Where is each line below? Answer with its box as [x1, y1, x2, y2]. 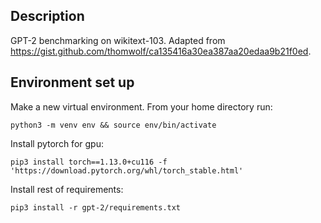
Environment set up [10, 74, 135, 91]
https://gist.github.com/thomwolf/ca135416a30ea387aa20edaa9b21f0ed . [10, 45, 312, 57]
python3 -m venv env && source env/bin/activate [10, 120, 217, 130]
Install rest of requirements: [10, 183, 124, 195]
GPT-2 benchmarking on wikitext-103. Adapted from [10, 34, 226, 46]
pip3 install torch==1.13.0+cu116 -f [10, 157, 168, 167]
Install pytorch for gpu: [10, 137, 104, 149]
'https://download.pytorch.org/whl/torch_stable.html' [10, 165, 244, 176]
